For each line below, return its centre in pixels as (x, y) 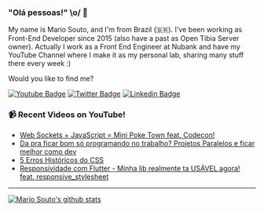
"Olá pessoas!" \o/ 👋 (48, 13)
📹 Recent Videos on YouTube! (67, 115)
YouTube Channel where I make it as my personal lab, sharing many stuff (126, 55)
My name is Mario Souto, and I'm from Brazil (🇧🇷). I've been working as (125, 30)
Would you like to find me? (51, 79)
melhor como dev (48, 152)
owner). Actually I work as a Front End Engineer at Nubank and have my (125, 47)
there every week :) (40, 64)
